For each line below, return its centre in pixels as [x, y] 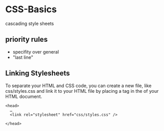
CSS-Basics [31, 9]
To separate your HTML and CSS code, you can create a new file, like [78, 86]
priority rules [27, 40]
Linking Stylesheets [38, 73]
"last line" [23, 57]
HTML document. [24, 96]
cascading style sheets [30, 23]
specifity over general [36, 51]
